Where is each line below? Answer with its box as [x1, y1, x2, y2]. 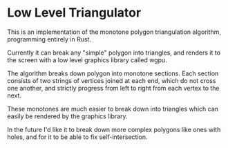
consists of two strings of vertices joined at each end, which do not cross [7, 76, 216, 84]
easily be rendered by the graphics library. [7, 112, 128, 120]
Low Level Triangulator [7, 5, 142, 21]
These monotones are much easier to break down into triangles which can [7, 104, 219, 113]
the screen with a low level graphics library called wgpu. [7, 55, 167, 64]
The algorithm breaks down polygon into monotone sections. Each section [7, 69, 219, 77]
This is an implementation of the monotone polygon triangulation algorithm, [7, 28, 221, 36]
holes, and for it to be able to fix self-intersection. [7, 133, 148, 141]
